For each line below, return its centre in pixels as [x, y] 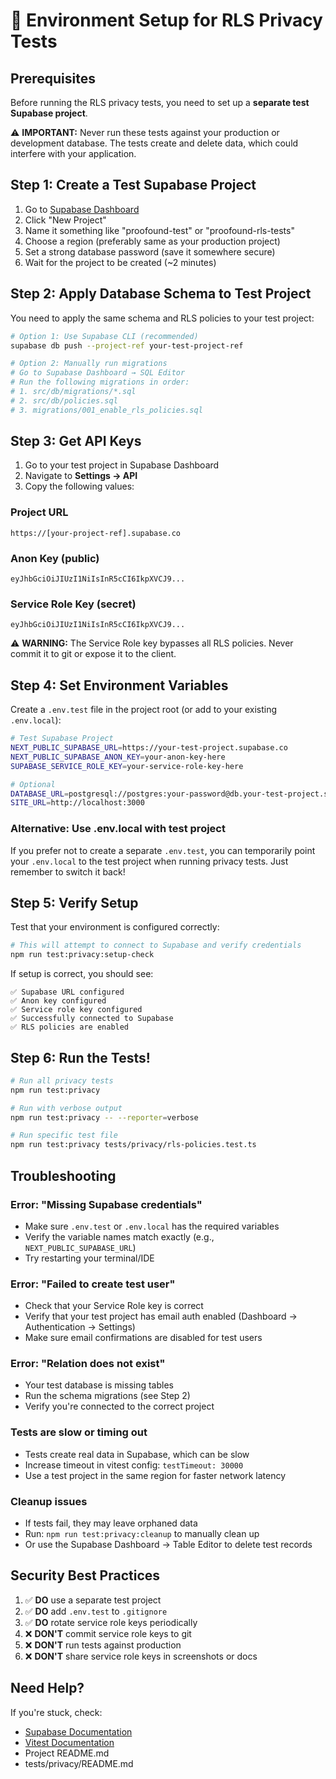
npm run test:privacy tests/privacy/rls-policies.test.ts [133, 1145]
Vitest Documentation [69, 1742]
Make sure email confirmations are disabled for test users [143, 1338]
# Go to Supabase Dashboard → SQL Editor [98, 373]
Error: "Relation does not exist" [88, 1364]
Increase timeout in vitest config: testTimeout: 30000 [134, 1465]
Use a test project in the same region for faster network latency [155, 1475]
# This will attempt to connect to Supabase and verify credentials [156, 945]
